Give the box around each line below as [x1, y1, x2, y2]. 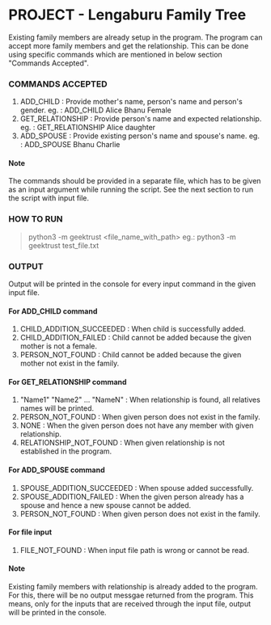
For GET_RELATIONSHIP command [8, 377, 127, 386]
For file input [8, 527, 53, 537]
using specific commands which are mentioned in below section [8, 49, 222, 59]
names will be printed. [19, 403, 95, 413]
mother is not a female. [19, 341, 98, 351]
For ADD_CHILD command [8, 306, 98, 316]
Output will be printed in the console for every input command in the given [8, 279, 256, 289]
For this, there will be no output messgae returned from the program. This [8, 590, 254, 600]
